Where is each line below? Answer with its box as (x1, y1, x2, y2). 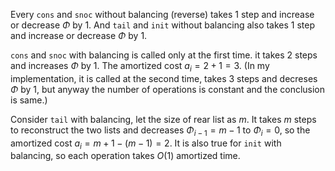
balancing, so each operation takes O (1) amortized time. (10, 150, 241, 162)
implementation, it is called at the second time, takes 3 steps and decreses (10, 72, 318, 84)
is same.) (10, 94, 48, 106)
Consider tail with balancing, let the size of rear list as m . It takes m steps (10, 113, 317, 125)
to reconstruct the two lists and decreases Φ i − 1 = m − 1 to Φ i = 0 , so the (10, 124, 311, 138)
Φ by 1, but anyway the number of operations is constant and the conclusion (10, 83, 326, 95)
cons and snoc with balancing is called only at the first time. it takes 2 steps (10, 49, 318, 61)
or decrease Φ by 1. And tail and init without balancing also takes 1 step (10, 19, 316, 31)
